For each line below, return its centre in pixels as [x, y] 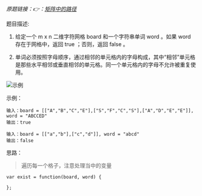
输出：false [20, 141]
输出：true [19, 123]
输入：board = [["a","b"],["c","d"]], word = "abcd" [73, 134]
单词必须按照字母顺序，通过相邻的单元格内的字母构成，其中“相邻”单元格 [105, 57]
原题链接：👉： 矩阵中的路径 [42, 9]
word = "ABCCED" [27, 116]
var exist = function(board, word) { [54, 177]
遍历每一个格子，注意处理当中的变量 [66, 165]
